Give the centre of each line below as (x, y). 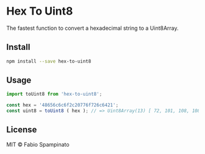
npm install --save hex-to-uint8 (49, 61)
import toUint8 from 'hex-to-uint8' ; (54, 94)
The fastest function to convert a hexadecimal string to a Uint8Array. (92, 28)
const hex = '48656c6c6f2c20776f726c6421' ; (63, 105)
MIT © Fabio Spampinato (38, 144)
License (22, 130)
